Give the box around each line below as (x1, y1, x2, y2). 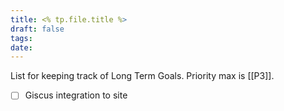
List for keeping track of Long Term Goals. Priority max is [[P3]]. (10, 70, 275, 82)
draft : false (10, 24, 65, 34)
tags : (10, 33, 33, 43)
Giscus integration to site (24, 89, 128, 101)
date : (10, 42, 33, 53)
